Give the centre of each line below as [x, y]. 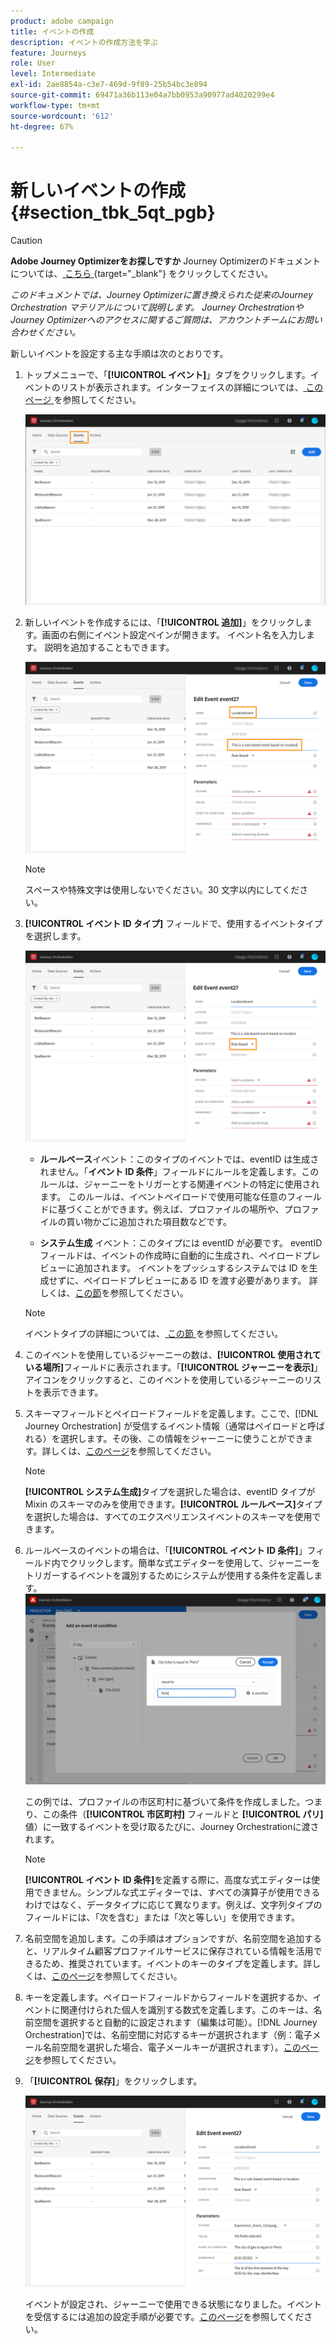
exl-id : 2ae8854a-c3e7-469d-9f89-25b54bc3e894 [109, 85]
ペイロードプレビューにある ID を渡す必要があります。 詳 [200, 1280]
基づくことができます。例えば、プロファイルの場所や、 [171, 1209]
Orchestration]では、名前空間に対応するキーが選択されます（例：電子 [168, 2034]
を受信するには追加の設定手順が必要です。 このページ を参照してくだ [164, 2316]
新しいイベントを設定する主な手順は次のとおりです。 [119, 354]
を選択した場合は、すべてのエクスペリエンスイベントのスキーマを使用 [168, 1516]
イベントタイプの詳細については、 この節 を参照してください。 [154, 1333]
